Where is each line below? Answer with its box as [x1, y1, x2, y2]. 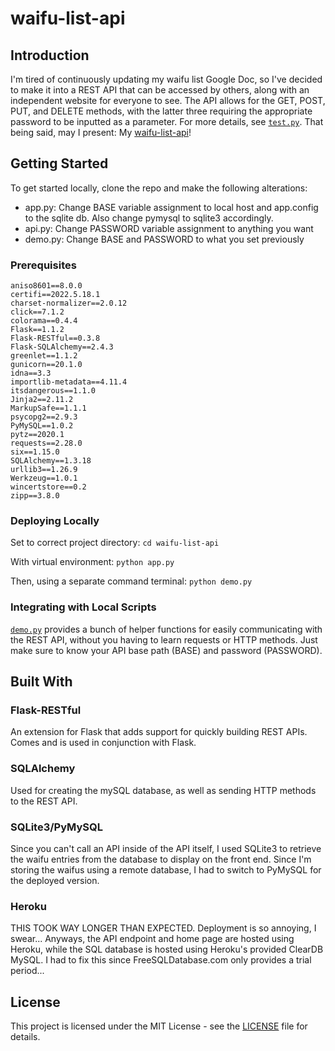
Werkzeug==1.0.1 [10, 473, 78, 484]
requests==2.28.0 [10, 438, 83, 449]
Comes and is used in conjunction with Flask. [10, 737, 197, 749]
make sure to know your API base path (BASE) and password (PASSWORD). [10, 644, 323, 656]
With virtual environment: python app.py [10, 556, 175, 568]
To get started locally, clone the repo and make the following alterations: [10, 182, 308, 194]
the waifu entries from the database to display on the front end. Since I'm [10, 853, 312, 865]
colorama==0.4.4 [10, 316, 78, 326]
